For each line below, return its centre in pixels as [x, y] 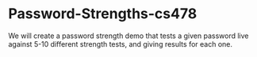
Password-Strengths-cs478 [103, 14]
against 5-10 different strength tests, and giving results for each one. [120, 44]
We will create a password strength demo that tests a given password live [128, 36]
